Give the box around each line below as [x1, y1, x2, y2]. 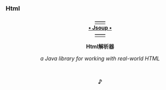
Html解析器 [86, 43, 114, 50]
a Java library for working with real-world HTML [40, 55, 160, 62]
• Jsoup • [88, 24, 112, 31]
